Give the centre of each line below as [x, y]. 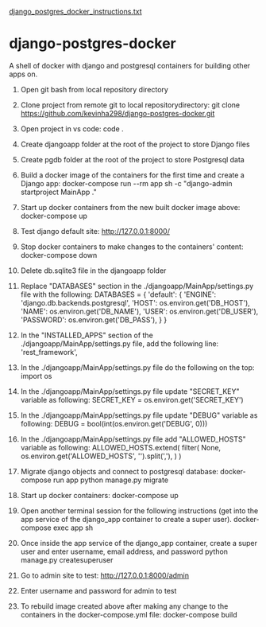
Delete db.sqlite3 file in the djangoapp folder [93, 271]
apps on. [23, 74]
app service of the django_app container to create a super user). [126, 519]
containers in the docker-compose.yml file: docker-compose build [129, 614]
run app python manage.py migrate [111, 480]
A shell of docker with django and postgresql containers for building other [130, 65]
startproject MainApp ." [59, 192]
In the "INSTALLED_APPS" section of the [87, 335]
